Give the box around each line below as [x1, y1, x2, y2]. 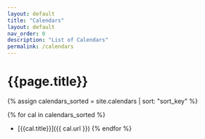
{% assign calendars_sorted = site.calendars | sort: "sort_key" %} [7, 97, 199, 105]
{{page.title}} [7, 73, 88, 90]
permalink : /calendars [7, 43, 74, 50]
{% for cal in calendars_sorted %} [7, 110, 106, 119]
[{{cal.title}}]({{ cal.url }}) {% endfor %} [17, 124, 132, 133]
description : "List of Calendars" [7, 37, 109, 44]
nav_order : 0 [7, 30, 46, 37]
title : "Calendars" [7, 17, 65, 24]
